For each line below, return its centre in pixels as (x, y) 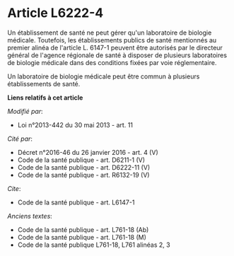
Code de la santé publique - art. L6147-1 (76, 202)
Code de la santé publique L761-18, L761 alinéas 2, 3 (94, 245)
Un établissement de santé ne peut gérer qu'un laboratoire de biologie (110, 33)
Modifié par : (25, 111)
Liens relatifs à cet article (45, 98)
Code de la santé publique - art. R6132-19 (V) (83, 175)
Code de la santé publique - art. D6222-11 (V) (84, 167)
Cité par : (20, 139)
